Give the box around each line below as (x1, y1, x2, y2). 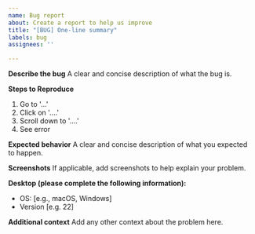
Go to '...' (19, 100, 49, 109)
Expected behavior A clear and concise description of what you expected (8, 140, 248, 149)
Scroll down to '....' (19, 116, 80, 126)
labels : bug (8, 33, 47, 42)
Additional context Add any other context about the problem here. (8, 218, 224, 227)
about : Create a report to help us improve (8, 19, 153, 27)
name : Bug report (8, 11, 65, 20)
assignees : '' (8, 41, 55, 49)
